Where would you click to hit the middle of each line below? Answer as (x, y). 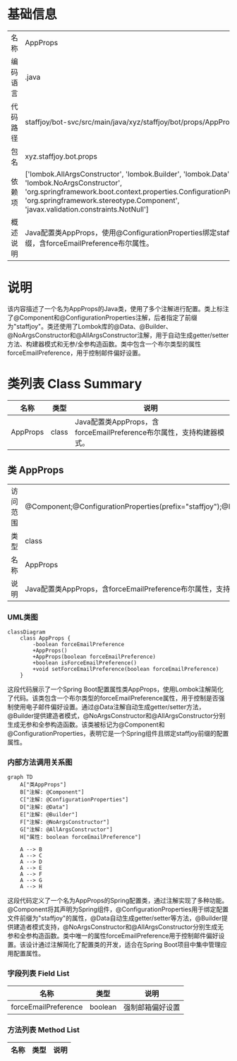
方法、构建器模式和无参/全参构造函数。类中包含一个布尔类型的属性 (104, 344)
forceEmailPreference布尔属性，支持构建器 (146, 432)
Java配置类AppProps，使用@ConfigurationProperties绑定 (121, 232)
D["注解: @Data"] (44, 807)
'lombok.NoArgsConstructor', (73, 183)
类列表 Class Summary (75, 384)
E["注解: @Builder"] (49, 815)
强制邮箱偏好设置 (152, 1007)
